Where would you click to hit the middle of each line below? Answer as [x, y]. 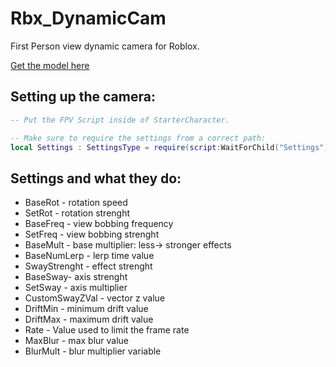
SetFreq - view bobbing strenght [92, 234]
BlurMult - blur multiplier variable [93, 351]
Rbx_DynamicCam [88, 18]
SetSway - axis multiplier [76, 288]
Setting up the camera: [83, 97]
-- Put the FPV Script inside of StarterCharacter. [120, 120]
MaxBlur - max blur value [77, 341]
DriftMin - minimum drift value [86, 309]
